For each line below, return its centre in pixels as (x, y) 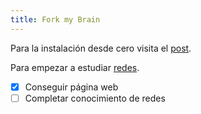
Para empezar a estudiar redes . (75, 67)
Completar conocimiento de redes (95, 98)
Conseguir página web (71, 87)
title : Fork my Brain (55, 19)
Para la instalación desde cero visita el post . (101, 48)
